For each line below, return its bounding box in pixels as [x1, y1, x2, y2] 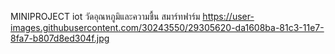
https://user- [202, 11, 255, 22]
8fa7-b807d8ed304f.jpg [10, 32, 110, 44]
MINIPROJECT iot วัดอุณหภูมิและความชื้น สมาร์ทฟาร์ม [10, 11, 201, 22]
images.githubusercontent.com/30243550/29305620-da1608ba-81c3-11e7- [10, 22, 325, 33]
